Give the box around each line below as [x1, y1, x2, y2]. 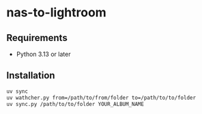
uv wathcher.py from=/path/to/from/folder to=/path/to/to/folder [6, 94, 196, 101]
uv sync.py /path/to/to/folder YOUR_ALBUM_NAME [6, 100, 145, 107]
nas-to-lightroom [6, 5, 106, 20]
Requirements [6, 32, 68, 44]
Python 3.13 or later [16, 50, 71, 58]
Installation [6, 70, 55, 81]
